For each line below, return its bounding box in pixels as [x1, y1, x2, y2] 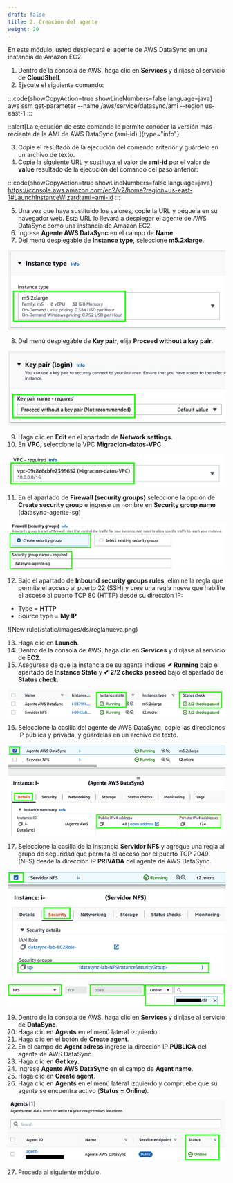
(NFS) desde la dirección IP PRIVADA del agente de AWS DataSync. [17, 857, 212, 865]
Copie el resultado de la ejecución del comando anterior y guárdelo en [17, 143, 219, 152]
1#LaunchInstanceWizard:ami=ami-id [8, 194, 113, 202]
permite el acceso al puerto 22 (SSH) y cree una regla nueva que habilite [17, 584, 225, 592]
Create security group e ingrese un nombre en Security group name [17, 501, 216, 509]
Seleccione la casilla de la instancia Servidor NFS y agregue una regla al [17, 843, 225, 851]
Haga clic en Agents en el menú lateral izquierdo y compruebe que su [17, 1079, 218, 1088]
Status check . [17, 675, 59, 684]
